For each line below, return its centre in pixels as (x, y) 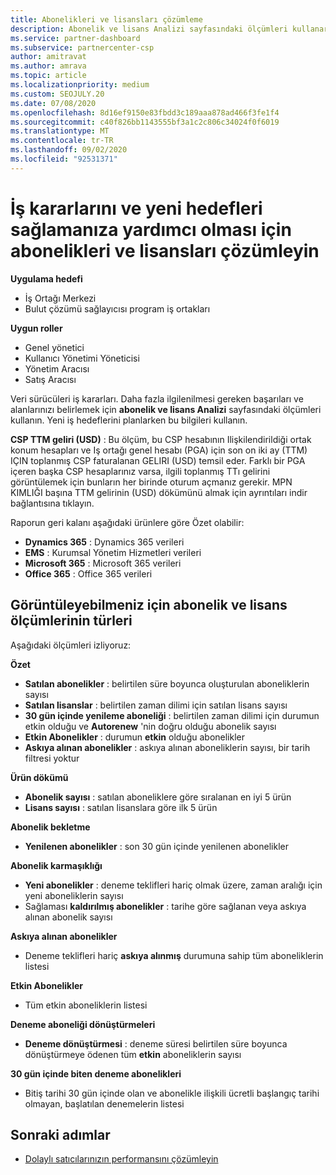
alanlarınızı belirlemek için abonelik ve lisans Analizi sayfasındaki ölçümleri (166, 409)
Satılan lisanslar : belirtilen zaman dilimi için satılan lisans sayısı (156, 705)
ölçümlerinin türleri (71, 621)
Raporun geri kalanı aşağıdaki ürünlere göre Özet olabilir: (127, 522)
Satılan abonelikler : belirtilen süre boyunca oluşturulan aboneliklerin (167, 683)
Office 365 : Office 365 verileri (88, 573)
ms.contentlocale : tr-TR (62, 141)
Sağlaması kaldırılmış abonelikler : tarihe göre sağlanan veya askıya (165, 906)
